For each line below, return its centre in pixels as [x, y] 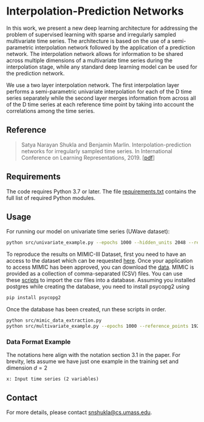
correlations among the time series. [51, 111]
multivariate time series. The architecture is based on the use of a [88, 41]
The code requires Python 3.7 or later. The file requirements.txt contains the [101, 191]
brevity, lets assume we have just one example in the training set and [93, 361]
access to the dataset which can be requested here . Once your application [100, 261]
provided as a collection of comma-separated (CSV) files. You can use [94, 274]
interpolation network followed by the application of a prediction [115, 47]
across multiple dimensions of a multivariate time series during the [90, 60]
